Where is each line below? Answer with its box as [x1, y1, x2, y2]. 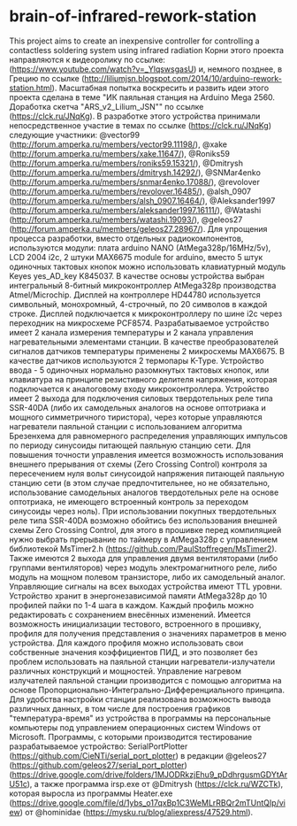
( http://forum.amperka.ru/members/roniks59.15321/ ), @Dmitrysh [9, 158, 243, 168]
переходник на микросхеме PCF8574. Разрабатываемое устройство [9, 317, 270, 328]
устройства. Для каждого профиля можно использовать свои [9, 637, 244, 648]
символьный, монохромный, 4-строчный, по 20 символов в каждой [9, 298, 268, 309]
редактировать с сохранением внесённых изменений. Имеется [9, 609, 251, 620]
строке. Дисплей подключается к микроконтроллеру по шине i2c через [9, 308, 283, 319]
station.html [9, 82, 53, 93]
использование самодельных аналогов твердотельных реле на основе [9, 487, 279, 498]
